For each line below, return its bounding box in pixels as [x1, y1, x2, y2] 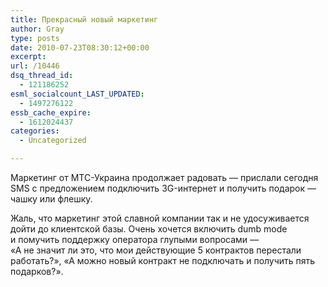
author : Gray [10, 24, 65, 34]
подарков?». [10, 266, 64, 277]
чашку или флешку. [10, 193, 93, 205]
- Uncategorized [19, 136, 87, 146]
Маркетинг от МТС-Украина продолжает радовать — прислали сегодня [10, 172, 319, 183]
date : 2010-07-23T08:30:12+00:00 [10, 42, 150, 53]
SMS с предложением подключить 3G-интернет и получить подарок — [10, 182, 317, 194]
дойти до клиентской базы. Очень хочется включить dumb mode [10, 223, 288, 235]
